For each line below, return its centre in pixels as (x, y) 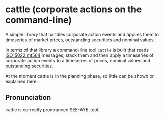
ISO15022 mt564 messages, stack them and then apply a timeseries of (79, 55)
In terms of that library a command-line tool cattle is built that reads (77, 50)
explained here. (22, 81)
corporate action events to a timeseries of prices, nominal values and (78, 60)
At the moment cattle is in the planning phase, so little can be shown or (80, 76)
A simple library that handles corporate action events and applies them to (82, 34)
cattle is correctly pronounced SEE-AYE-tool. (52, 110)
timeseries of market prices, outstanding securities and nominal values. (80, 40)
